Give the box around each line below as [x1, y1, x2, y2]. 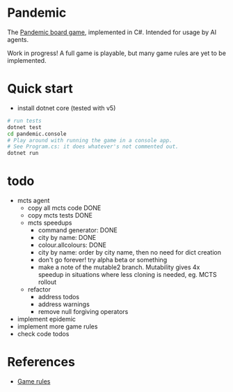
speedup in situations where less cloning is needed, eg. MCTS [38, 271, 217, 279]
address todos [38, 293, 80, 301]
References [7, 354, 75, 370]
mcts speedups [27, 218, 72, 227]
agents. [7, 35, 29, 43]
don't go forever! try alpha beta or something [38, 256, 168, 264]
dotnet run [7, 150, 39, 157]
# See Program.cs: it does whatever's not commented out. [7, 143, 179, 151]
